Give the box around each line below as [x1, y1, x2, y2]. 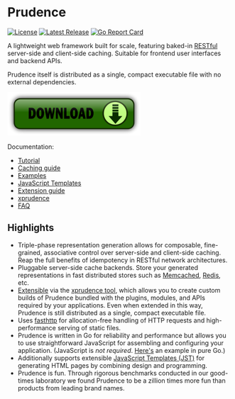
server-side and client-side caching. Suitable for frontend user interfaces [7, 49, 222, 57]
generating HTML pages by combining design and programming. [17, 361, 208, 369]
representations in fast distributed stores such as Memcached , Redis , [17, 271, 222, 279]
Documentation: [7, 142, 55, 151]
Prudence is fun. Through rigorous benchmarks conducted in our [17, 369, 209, 377]
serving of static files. [58, 323, 121, 332]
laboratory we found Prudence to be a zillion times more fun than [35, 376, 226, 385]
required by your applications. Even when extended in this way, [17, 300, 204, 309]
